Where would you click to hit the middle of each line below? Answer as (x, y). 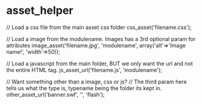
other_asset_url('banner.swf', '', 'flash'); (56, 94)
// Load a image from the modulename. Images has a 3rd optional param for (101, 39)
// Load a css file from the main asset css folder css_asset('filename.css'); (99, 27)
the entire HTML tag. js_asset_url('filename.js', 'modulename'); (84, 70)
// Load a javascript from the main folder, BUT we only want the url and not (99, 63)
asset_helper (40, 11)
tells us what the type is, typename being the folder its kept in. (84, 88)
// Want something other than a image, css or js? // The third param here (96, 82)
